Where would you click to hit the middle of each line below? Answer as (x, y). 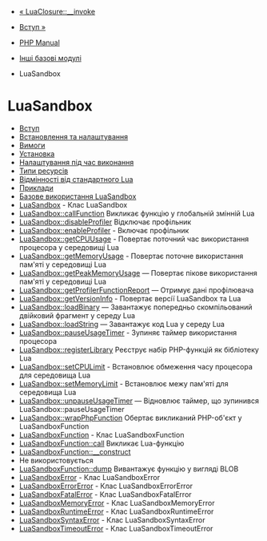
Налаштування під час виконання (76, 162)
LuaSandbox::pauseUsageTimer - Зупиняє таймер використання (128, 333)
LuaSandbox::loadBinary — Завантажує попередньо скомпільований (135, 307)
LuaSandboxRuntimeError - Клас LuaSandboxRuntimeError (116, 511)
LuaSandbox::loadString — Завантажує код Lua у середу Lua (122, 324)
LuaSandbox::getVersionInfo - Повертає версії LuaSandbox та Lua (130, 298)
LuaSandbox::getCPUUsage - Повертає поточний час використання (134, 239)
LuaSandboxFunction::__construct (75, 451)
